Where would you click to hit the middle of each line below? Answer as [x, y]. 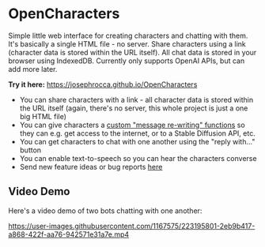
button [30, 150]
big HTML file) [43, 116]
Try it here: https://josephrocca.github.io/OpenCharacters [103, 84]
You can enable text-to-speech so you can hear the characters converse [138, 158]
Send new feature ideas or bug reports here [91, 167]
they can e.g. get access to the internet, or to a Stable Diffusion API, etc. [137, 133]
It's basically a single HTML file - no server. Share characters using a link [127, 43]
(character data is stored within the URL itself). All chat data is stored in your [132, 52]
